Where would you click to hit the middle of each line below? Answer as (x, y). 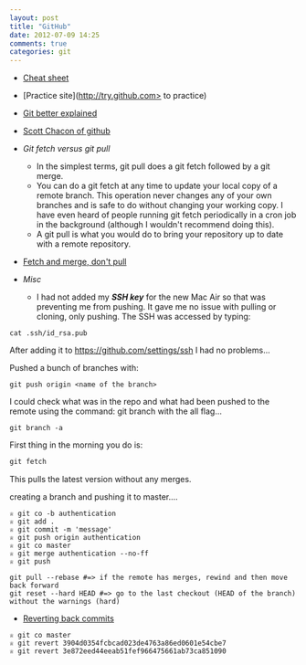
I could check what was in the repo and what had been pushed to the (140, 402)
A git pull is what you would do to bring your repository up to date (160, 235)
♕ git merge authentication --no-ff (79, 554)
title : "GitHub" (40, 26)
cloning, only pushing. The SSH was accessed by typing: (143, 317)
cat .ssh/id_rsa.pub (49, 333)
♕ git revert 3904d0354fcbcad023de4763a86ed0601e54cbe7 (118, 643)
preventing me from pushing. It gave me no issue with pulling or (156, 307)
